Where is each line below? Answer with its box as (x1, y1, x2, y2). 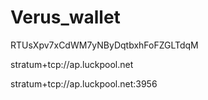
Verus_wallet (10, 6, 121, 29)
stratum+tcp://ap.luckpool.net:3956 (10, 77, 158, 90)
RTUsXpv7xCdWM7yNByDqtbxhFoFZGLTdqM (10, 39, 199, 51)
